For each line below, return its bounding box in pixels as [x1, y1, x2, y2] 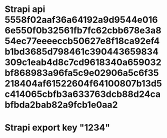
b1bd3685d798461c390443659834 [4, 46, 158, 57]
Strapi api [4, 3, 45, 15]
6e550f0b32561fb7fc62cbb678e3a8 [4, 25, 161, 36]
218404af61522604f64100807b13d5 [4, 78, 162, 89]
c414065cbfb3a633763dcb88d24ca [4, 88, 161, 100]
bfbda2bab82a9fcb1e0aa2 [4, 99, 118, 110]
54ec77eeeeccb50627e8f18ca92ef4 [4, 35, 160, 47]
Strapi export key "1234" [4, 122, 110, 133]
